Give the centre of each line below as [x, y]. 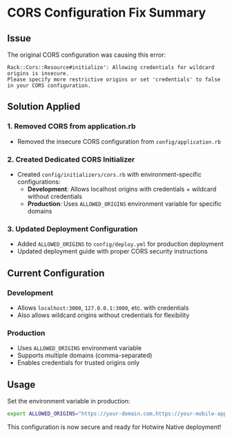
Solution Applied [44, 107]
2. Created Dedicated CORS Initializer [71, 159]
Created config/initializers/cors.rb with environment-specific [109, 174]
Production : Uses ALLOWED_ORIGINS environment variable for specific [125, 203]
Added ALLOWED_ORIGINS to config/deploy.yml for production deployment [120, 244]
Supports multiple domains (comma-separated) [85, 355]
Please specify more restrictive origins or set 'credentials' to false [114, 79]
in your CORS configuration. [49, 86]
